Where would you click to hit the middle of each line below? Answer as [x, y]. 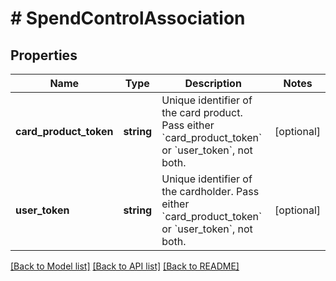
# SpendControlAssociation [128, 18]
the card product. [202, 112]
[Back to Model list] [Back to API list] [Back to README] [125, 266]
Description [213, 83]
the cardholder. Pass [210, 191]
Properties [44, 55]
